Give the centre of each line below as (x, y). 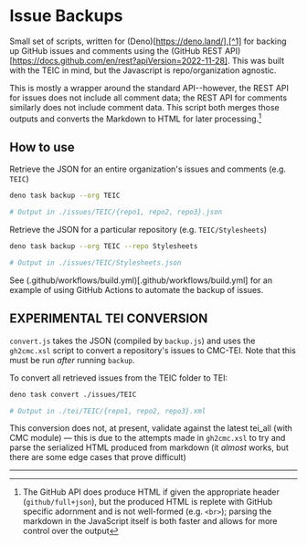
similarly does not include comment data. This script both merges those (145, 107)
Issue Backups (66, 16)
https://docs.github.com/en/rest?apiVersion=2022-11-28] (120, 60)
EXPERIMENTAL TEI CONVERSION (109, 319)
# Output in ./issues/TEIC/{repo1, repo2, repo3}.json (116, 212)
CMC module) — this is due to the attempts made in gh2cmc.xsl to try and (148, 438)
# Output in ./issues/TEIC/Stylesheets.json (95, 263)
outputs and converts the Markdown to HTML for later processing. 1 (136, 118)
